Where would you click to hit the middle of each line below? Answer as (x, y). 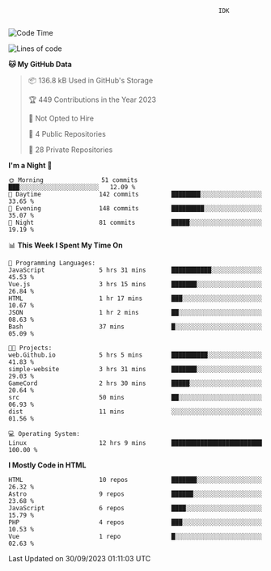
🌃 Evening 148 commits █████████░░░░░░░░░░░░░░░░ (135, 209)
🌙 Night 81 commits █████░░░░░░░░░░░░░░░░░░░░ (135, 222)
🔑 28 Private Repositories (70, 150)
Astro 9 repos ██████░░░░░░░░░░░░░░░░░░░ (135, 494)
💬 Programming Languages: (52, 263)
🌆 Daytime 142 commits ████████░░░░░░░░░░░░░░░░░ (135, 194)
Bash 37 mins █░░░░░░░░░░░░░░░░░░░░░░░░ (135, 327)
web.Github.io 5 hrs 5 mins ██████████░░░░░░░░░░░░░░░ (135, 355)
